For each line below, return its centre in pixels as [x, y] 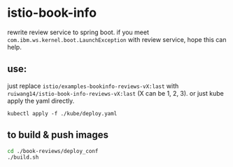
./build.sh [23, 158]
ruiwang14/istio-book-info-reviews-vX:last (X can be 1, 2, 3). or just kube [115, 93]
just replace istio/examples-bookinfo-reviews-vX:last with [93, 86]
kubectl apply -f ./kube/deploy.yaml [62, 113]
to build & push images [58, 135]
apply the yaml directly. [41, 101]
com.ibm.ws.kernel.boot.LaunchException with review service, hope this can [117, 39]
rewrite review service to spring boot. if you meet [78, 32]
